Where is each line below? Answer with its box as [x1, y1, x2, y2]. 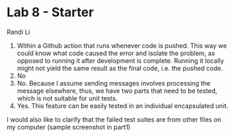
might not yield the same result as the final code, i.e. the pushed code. [16, 64, 224, 72]
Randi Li [6, 28, 31, 36]
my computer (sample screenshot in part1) [6, 122, 131, 131]
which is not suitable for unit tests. [16, 93, 118, 103]
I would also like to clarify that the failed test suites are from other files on [6, 115, 222, 124]
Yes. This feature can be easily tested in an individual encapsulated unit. [16, 101, 229, 110]
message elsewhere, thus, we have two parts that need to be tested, [16, 86, 218, 95]
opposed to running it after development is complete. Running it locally [16, 56, 224, 64]
